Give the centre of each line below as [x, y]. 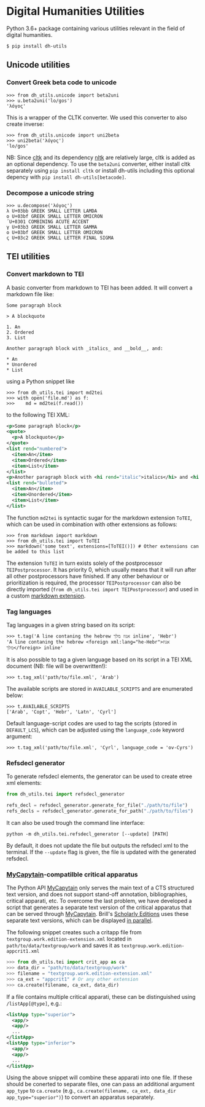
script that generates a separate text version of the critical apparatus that [99, 907]
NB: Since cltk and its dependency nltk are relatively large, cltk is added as [101, 157]
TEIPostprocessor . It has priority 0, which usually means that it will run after [101, 569]
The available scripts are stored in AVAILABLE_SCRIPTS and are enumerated [100, 689]
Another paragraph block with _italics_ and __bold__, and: [85, 349]
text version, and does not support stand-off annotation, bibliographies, [97, 894]
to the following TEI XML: [38, 415]
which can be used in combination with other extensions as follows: [92, 524]
